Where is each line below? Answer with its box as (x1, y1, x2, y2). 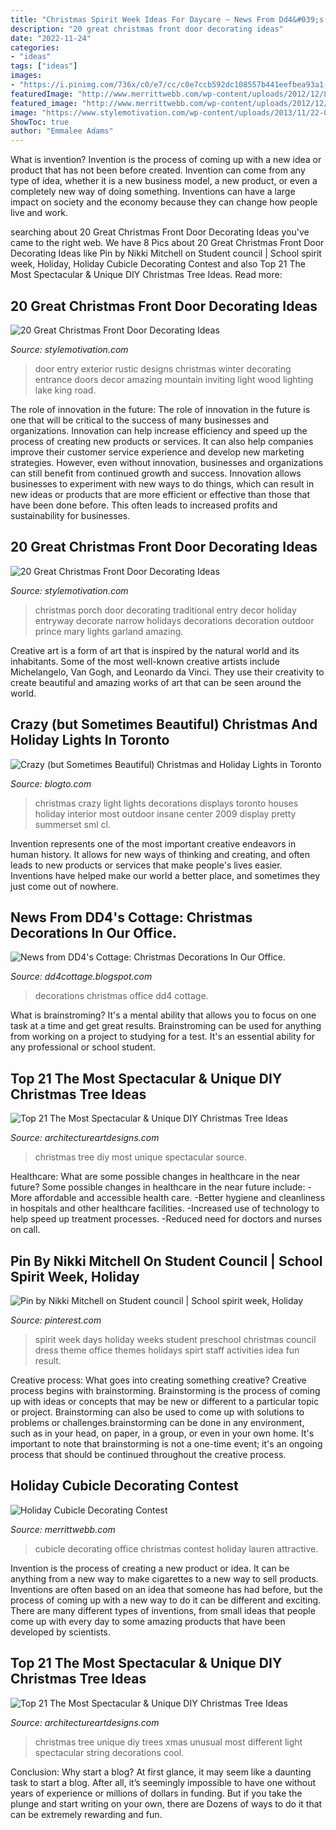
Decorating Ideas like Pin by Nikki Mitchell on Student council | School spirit (10, 247, 322, 260)
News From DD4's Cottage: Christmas (10, 909, 253, 926)
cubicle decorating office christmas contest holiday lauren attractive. (34, 1542, 319, 1555)
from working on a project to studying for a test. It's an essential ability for (10, 1031, 316, 1043)
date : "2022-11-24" (10, 33, 92, 43)
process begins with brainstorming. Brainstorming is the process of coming (10, 1385, 321, 1396)
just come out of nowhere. (10, 880, 119, 892)
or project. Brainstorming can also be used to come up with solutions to (10, 1406, 305, 1418)
